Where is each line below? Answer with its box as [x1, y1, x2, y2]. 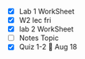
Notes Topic [18, 33, 59, 42]
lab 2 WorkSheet [18, 24, 74, 34]
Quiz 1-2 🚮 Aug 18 [18, 42, 77, 52]
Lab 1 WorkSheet [18, 7, 75, 16]
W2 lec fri [18, 16, 52, 25]
